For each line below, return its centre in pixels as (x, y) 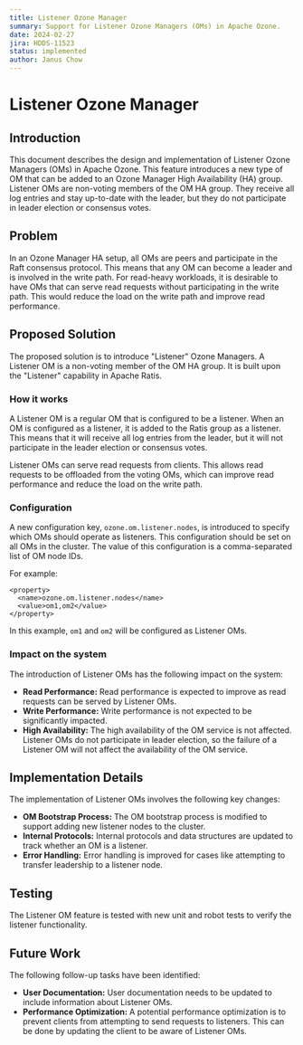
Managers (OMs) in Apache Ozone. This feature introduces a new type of (146, 169)
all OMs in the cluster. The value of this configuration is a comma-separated (151, 546)
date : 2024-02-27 (42, 34)
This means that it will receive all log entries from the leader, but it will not (146, 437)
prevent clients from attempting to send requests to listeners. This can (153, 1021)
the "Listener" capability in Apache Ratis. (86, 375)
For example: (34, 574)
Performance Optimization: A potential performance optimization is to (154, 1012)
